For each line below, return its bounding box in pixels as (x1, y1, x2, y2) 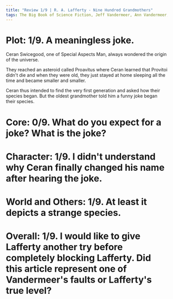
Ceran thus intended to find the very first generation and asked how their (6, 88, 161, 94)
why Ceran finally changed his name (6, 162, 165, 173)
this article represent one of (6, 263, 127, 275)
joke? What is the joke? (6, 127, 107, 139)
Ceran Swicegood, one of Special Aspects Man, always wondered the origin (6, 51, 167, 57)
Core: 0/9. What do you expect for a (6, 116, 162, 128)
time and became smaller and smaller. (6, 77, 86, 84)
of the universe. (6, 57, 40, 63)
